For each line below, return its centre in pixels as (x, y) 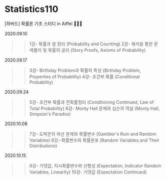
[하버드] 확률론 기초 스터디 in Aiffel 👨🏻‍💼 (44, 23)
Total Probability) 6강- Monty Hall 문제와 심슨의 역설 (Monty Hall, (94, 108)
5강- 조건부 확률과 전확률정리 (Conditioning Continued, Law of (91, 102)
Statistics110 (31, 9)
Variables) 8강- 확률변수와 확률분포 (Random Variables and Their (94, 140)
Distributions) (43, 146)
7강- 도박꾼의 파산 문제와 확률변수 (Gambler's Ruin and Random (93, 134)
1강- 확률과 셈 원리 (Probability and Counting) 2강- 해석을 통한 (91, 44)
